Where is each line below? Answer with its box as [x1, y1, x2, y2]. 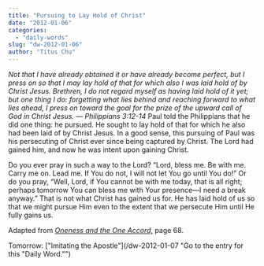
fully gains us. [8, 210, 54, 220]
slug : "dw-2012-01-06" [8, 41, 83, 49]
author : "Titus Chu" [8, 48, 76, 56]
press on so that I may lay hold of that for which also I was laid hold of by [8, 78, 248, 87]
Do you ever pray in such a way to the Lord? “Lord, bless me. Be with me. [8, 161, 247, 169]
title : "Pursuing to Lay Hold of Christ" [8, 11, 147, 20]
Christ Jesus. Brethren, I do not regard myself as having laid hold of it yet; [8, 87, 249, 95]
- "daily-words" [15, 33, 69, 42]
